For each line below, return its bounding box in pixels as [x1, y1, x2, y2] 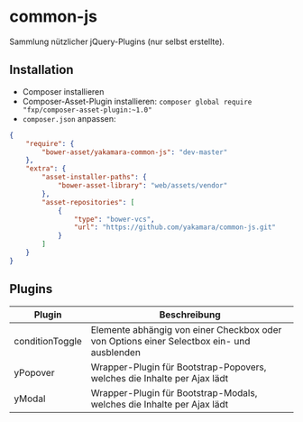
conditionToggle [14, 335, 83, 347]
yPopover [14, 366, 55, 379]
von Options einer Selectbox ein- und [90, 335, 251, 347]
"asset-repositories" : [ [41, 197, 135, 206]
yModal [14, 392, 46, 405]
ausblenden [90, 345, 142, 358]
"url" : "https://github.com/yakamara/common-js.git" [73, 223, 277, 232]
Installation [9, 62, 74, 78]
